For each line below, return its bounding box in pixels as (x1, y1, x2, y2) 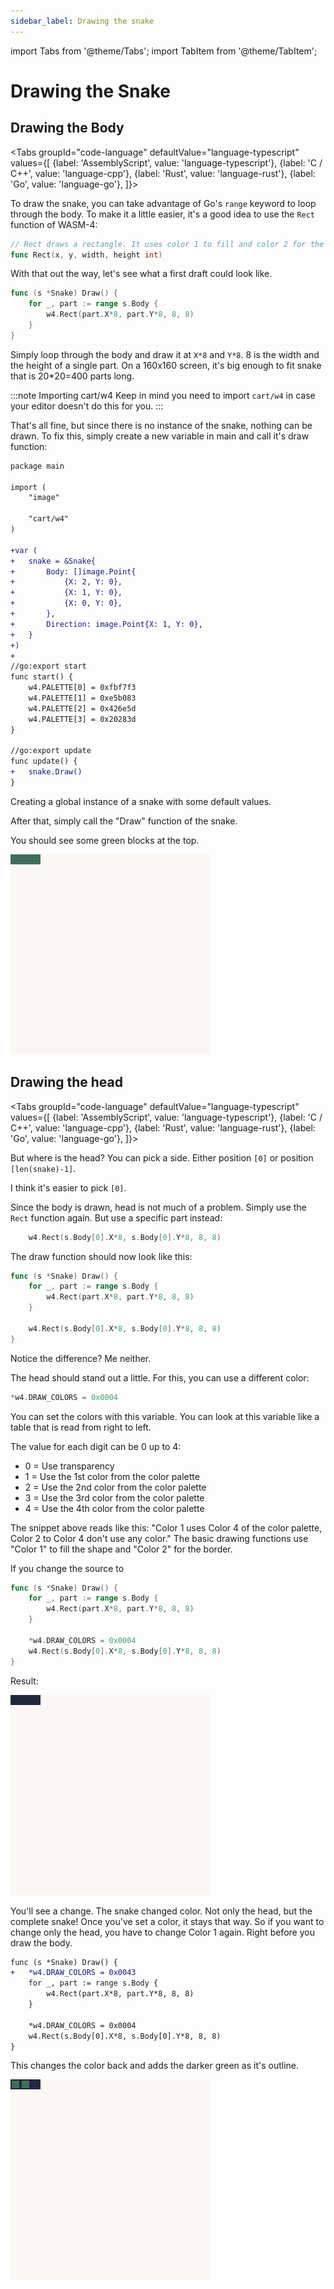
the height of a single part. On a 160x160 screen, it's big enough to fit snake (10, 359, 322, 371)
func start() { (10, 672, 74, 682)
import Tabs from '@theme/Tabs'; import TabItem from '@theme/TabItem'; (10, 45, 318, 57)
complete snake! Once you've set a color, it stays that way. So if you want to (10, 1915, 325, 1927)
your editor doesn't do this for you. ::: (10, 400, 164, 412)
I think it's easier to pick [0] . (10, 1181, 127, 1194)
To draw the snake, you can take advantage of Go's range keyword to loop (10, 197, 317, 209)
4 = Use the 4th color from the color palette (24, 1502, 205, 1514)
